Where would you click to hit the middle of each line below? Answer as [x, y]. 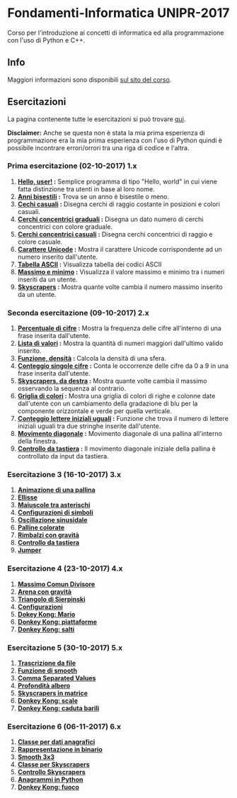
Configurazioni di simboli [55, 512]
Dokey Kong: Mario [46, 614]
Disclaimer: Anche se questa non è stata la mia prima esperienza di [106, 133]
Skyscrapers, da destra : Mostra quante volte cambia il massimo [112, 381]
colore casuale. [40, 242]
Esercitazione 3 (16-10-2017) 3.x [64, 475]
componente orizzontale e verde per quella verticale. [94, 411]
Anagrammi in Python [50, 780]
